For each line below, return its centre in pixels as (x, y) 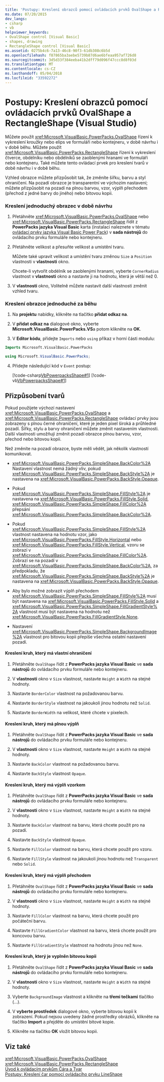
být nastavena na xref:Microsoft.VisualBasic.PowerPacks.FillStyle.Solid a (85, 601)
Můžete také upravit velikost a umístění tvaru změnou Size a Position (82, 256)
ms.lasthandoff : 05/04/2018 (34, 74)
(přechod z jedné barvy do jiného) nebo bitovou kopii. (59, 193)
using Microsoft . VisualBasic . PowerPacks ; (48, 357)
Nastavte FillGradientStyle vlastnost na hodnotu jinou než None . (77, 945)
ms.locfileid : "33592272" (31, 78)
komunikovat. (19, 454)
